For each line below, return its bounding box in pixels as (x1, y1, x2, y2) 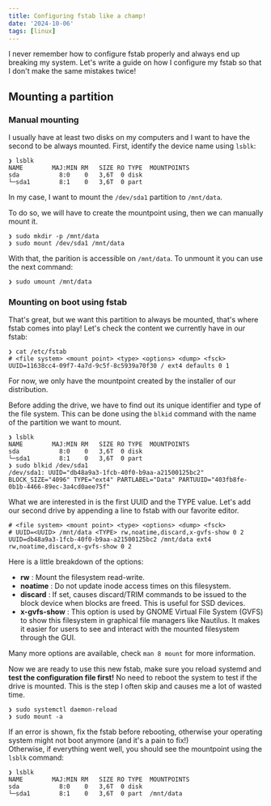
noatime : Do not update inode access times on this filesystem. (19, 581, 231, 591)
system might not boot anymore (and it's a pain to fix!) (8, 736, 189, 745)
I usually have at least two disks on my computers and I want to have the (8, 133, 251, 143)
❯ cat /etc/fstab (8, 348, 67, 356)
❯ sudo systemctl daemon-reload (8, 706, 117, 714)
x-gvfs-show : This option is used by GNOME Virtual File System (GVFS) (19, 607, 264, 616)
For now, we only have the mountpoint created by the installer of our (8, 376, 236, 386)
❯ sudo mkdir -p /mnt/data (8, 232, 100, 241)
